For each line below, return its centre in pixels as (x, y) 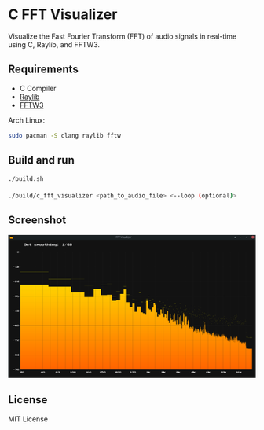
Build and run (41, 160)
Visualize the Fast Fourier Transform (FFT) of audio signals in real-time (123, 36)
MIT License (28, 419)
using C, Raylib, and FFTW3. (54, 44)
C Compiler (38, 88)
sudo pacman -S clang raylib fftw (65, 135)
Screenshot (37, 221)
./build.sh (26, 179)
